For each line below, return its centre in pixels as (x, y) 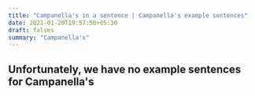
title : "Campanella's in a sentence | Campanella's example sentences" (128, 15)
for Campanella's (51, 81)
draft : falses (31, 30)
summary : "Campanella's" (49, 37)
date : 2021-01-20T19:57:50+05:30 (63, 23)
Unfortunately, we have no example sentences (125, 69)
